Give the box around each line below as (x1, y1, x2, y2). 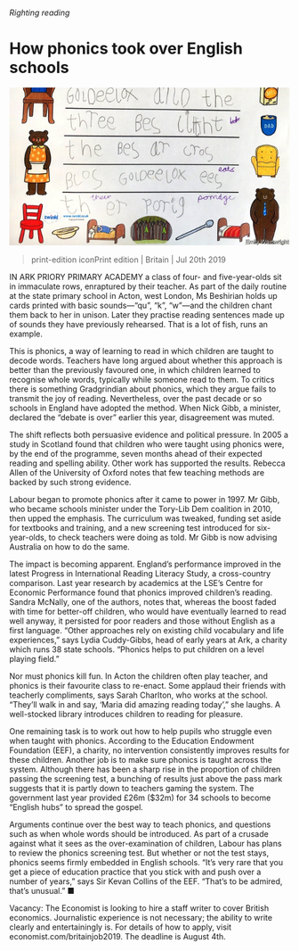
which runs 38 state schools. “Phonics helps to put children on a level (9, 644, 264, 655)
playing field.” (9, 654, 60, 665)
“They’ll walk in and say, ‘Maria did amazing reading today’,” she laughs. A (9, 699, 281, 710)
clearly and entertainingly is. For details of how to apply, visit (9, 922, 231, 932)
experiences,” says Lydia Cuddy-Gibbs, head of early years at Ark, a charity (9, 634, 287, 646)
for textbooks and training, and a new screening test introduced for (9, 523, 255, 533)
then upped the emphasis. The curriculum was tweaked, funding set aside (9, 513, 282, 524)
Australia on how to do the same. (9, 542, 131, 552)
